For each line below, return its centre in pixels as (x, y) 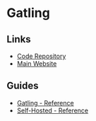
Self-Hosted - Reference (53, 110)
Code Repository (41, 56)
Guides (23, 86)
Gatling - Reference (46, 103)
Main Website (37, 64)
